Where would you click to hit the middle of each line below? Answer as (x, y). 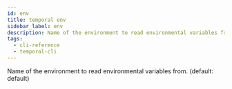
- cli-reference (37, 45)
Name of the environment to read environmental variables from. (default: (110, 71)
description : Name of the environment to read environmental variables (112, 33)
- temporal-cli (35, 52)
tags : (15, 39)
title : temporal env (37, 20)
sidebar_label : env (35, 26)
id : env (18, 13)
